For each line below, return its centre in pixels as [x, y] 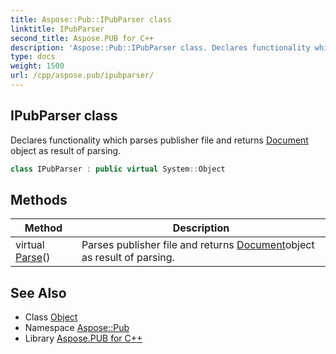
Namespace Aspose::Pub [77, 328]
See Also [38, 292]
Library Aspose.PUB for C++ [83, 338]
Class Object [51, 317]
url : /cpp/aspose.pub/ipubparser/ [82, 76]
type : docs [33, 57]
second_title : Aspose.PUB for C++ [82, 38]
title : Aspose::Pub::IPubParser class [91, 19]
